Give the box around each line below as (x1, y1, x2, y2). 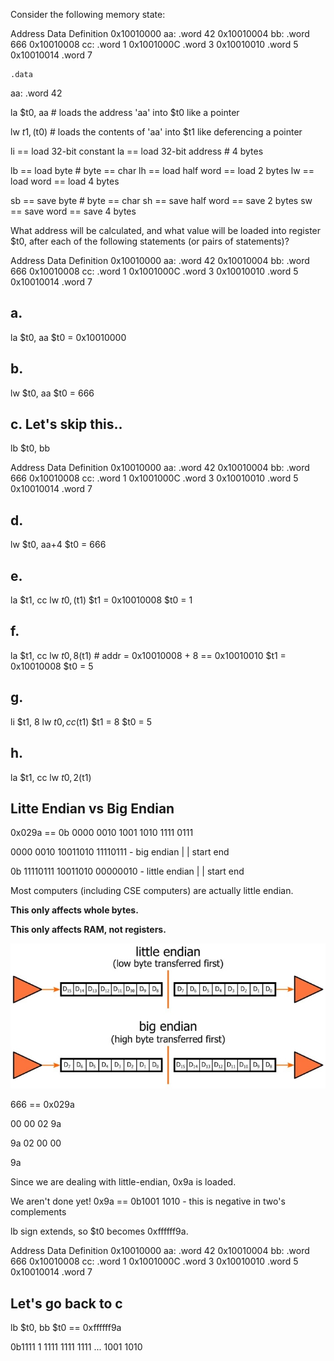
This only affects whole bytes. (10, 904, 139, 916)
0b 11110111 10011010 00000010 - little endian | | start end (10, 865, 245, 878)
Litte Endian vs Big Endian (10, 800, 175, 817)
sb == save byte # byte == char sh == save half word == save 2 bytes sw (10, 195, 313, 206)
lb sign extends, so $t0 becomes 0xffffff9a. (10, 1225, 189, 1238)
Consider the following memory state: (10, 9, 166, 20)
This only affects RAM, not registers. (10, 924, 167, 936)
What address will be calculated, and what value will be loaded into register (10, 225, 322, 236)
